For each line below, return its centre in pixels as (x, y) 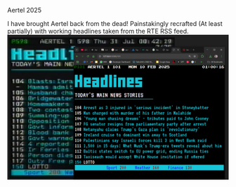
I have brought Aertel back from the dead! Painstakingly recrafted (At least (115, 23)
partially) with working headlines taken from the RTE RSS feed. (98, 31)
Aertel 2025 (25, 10)
